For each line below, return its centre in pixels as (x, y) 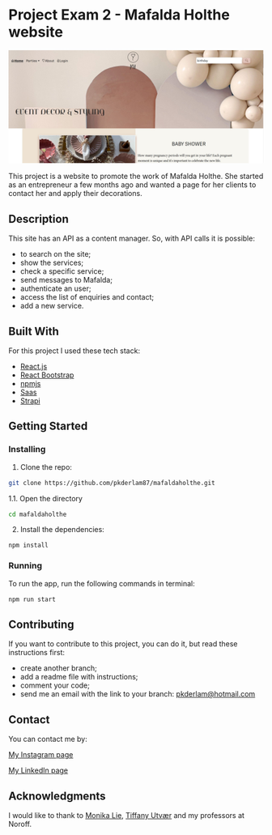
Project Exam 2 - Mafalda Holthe (119, 15)
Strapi (30, 401)
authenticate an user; (55, 288)
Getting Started (48, 426)
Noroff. (20, 824)
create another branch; (58, 668)
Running (25, 566)
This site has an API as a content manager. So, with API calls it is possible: (132, 239)
